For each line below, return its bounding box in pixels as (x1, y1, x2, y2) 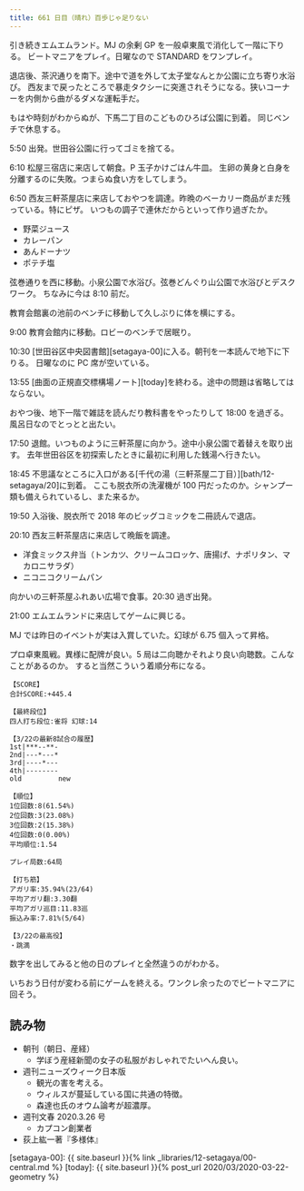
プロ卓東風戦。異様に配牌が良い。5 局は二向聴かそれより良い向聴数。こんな (9, 648, 295, 659)
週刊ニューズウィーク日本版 (22, 1066, 127, 1077)
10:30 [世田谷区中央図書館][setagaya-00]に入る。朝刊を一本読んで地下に (9, 346, 282, 357)
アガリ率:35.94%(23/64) (9, 884, 93, 894)
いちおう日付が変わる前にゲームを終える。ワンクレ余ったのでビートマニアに (9, 977, 296, 988)
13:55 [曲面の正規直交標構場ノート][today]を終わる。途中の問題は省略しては (9, 376, 295, 387)
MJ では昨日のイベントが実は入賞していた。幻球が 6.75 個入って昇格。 (9, 629, 274, 640)
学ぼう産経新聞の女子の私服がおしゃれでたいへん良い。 (35, 1055, 243, 1066)
